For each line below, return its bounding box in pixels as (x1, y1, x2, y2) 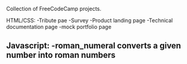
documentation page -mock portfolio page (6, 24, 112, 30)
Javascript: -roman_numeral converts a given (6, 40, 182, 51)
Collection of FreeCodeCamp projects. (6, 5, 102, 12)
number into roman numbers (6, 50, 116, 60)
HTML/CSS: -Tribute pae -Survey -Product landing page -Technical (6, 17, 173, 24)
